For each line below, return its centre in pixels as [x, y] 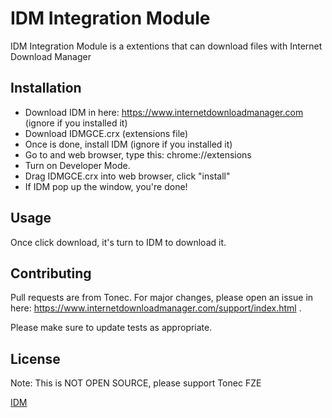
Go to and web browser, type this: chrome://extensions [138, 154]
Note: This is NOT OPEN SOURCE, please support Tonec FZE [136, 383]
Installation [46, 88]
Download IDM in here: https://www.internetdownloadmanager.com [164, 112]
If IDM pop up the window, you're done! [106, 186]
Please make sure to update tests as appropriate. [111, 328]
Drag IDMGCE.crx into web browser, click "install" [127, 176]
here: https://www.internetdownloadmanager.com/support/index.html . [156, 308]
